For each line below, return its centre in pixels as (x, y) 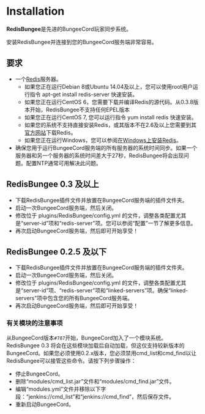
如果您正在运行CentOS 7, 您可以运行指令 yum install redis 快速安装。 (110, 117)
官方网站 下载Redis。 (50, 132)
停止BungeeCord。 (39, 374)
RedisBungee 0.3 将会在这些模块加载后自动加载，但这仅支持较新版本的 (95, 345)
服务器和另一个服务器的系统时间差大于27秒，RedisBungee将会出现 (99, 155)
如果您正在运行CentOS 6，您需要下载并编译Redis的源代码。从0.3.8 (109, 102)
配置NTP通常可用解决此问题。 (64, 163)
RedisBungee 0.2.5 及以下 (57, 252)
